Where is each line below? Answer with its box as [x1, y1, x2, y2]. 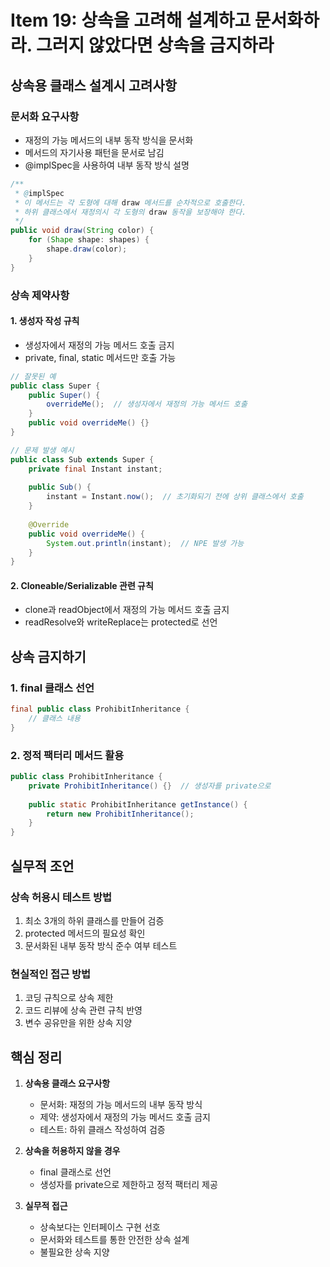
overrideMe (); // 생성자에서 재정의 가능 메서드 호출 [46, 399, 248, 410]
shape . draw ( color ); [46, 244, 128, 254]
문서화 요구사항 [10, 109, 80, 123]
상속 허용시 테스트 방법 [10, 890, 113, 904]
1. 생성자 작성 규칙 [10, 315, 80, 327]
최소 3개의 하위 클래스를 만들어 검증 [24, 914, 165, 926]
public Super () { [28, 390, 101, 400]
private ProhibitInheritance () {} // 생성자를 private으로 [28, 781, 272, 791]
